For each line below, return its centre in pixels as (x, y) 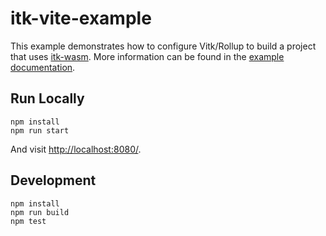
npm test (28, 221)
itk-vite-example (81, 18)
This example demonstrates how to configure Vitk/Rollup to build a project (163, 46)
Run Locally (47, 98)
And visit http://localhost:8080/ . (76, 149)
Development (53, 180)
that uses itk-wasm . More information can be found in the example (147, 56)
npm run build (40, 212)
